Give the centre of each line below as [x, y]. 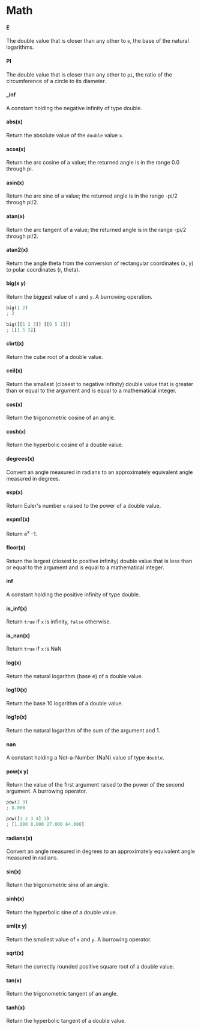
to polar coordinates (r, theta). [43, 269]
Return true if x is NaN [34, 649]
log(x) [14, 663]
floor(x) [16, 548]
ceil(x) [14, 370]
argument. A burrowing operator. [47, 791]
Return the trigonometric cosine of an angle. [61, 418]
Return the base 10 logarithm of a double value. [65, 703]
